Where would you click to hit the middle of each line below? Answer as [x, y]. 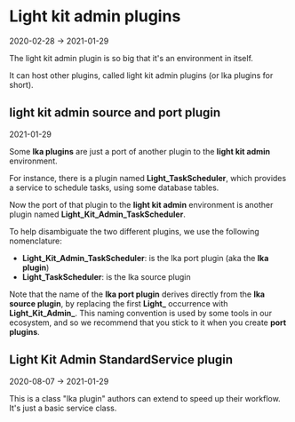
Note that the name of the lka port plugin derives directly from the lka [137, 294]
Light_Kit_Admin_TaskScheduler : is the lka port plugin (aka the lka [145, 258]
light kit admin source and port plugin [115, 113]
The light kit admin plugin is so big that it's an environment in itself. [131, 58]
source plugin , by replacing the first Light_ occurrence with [119, 303]
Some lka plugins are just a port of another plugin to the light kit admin [140, 151]
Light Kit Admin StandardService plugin [121, 360]
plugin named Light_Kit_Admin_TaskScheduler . [98, 214]
